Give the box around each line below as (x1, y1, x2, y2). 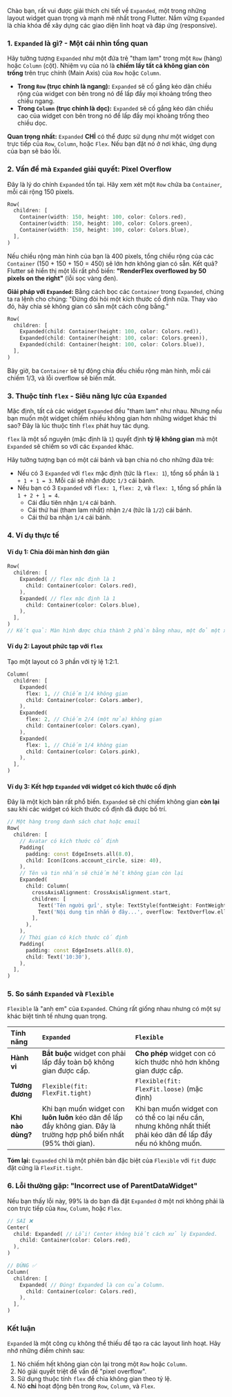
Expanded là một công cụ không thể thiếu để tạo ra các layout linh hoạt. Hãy (7, 1339, 221, 1348)
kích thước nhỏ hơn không (135, 1057, 220, 1067)
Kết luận (7, 1323, 36, 1333)
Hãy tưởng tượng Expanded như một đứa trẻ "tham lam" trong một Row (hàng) (7, 54, 223, 62)
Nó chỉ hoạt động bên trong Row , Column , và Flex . (17, 1382, 155, 1390)
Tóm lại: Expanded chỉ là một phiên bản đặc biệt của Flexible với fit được (7, 1156, 216, 1165)
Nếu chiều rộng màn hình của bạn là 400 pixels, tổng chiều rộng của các (7, 252, 214, 260)
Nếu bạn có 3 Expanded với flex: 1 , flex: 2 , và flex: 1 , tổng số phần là (17, 484, 222, 492)
